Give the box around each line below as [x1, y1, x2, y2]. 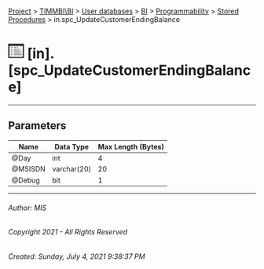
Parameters [8, 119, 67, 132]
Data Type [54, 142, 89, 151]
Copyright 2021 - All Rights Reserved [8, 227, 128, 237]
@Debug [11, 175, 41, 185]
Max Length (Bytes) [97, 142, 165, 151]
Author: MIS [8, 203, 47, 212]
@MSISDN [11, 164, 46, 174]
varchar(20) [52, 164, 92, 174]
